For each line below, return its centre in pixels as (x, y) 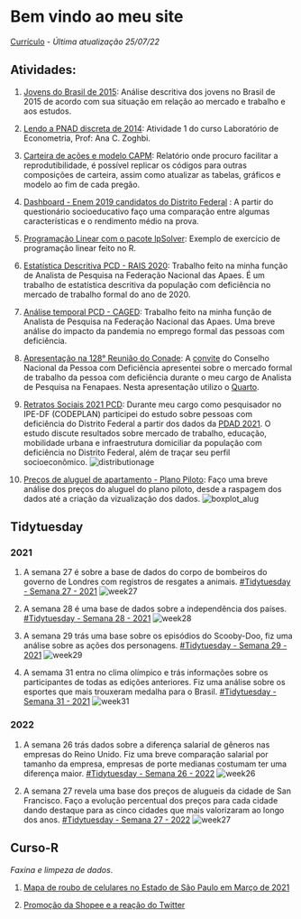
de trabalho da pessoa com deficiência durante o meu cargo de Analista (157, 377)
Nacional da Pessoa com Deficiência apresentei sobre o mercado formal (158, 367)
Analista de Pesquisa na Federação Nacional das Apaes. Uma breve (149, 321)
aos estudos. (47, 111)
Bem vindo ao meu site (97, 17)
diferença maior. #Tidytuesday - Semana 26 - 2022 (119, 773)
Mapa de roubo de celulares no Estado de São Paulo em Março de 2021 (156, 887)
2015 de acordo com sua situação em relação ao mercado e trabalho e (155, 101)
